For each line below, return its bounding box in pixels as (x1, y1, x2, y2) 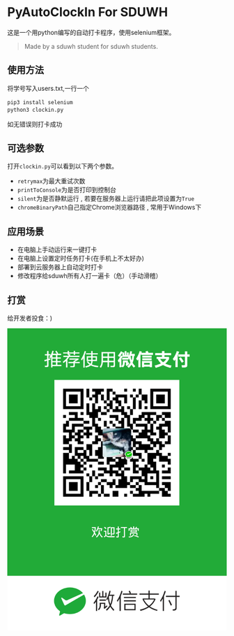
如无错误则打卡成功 (7, 120, 63, 128)
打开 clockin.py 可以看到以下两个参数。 (7, 162, 118, 171)
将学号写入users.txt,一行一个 (7, 84, 89, 92)
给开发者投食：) (7, 314, 53, 322)
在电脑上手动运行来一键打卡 (17, 245, 97, 254)
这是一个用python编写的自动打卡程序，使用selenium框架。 (7, 28, 175, 36)
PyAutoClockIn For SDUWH (7, 4, 169, 20)
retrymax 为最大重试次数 (17, 177, 86, 185)
